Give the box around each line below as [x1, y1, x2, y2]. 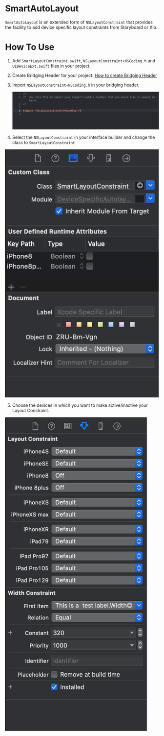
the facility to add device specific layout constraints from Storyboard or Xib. [5, 24, 158, 30]
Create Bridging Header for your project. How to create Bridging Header [12, 72, 157, 78]
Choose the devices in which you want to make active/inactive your [12, 402, 148, 408]
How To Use [5, 42, 55, 53]
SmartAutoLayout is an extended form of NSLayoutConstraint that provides [5, 19, 153, 25]
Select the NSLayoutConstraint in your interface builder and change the [12, 134, 155, 140]
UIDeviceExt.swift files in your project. [12, 63, 91, 69]
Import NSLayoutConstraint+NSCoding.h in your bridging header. [12, 82, 140, 88]
